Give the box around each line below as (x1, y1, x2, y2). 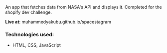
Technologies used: (5, 31, 54, 38)
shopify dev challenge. (5, 9, 52, 15)
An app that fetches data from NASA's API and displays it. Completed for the (5, 4, 162, 10)
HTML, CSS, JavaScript (12, 42, 61, 48)
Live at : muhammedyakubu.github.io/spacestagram (5, 19, 111, 25)
